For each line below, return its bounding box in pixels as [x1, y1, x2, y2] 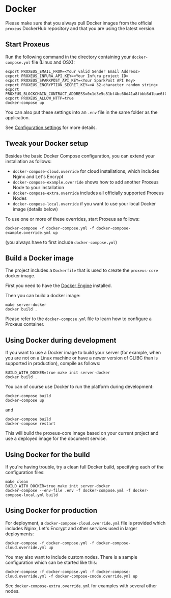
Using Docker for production [5, 506, 98, 515]
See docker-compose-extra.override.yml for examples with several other [5, 582, 157, 589]
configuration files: [5, 470, 45, 475]
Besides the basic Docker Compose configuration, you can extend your [5, 152, 155, 159]
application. [5, 114, 30, 120]
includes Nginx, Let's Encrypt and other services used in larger [5, 525, 137, 531]
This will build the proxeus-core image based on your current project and [5, 430, 159, 436]
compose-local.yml [5, 492, 44, 498]
